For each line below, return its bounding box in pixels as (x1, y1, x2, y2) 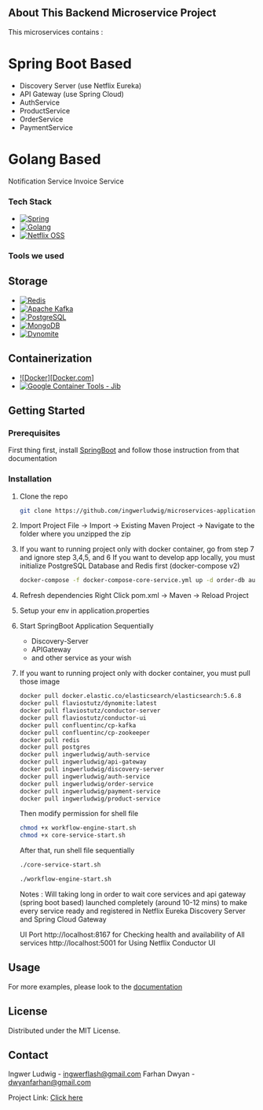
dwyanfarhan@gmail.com (8, 1078, 92, 1087)
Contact (8, 1048, 49, 1062)
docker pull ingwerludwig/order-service (19, 780, 154, 788)
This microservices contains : (8, 27, 104, 36)
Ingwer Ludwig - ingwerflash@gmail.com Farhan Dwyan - (8, 1069, 195, 1078)
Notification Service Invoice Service (8, 176, 124, 186)
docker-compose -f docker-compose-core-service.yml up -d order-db (19, 577, 246, 585)
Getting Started (8, 403, 86, 417)
